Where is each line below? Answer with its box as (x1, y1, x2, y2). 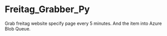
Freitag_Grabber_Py (5, 4, 90, 15)
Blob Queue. (5, 25, 31, 31)
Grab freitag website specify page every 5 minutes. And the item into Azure (5, 20, 162, 26)
